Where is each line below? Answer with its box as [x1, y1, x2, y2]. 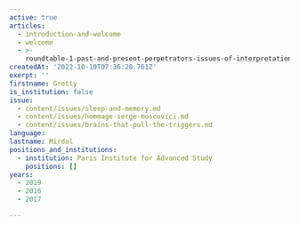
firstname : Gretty [9, 79, 77, 88]
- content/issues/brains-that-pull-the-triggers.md [17, 121, 214, 130]
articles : [9, 21, 46, 30]
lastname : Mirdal [9, 137, 74, 146]
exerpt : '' [9, 71, 50, 80]
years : [9, 170, 34, 179]
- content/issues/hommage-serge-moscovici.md [17, 112, 190, 121]
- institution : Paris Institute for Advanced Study [17, 153, 214, 163]
